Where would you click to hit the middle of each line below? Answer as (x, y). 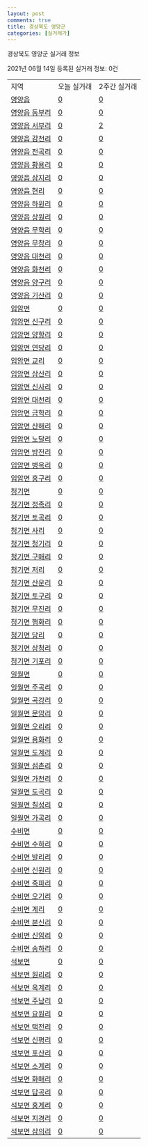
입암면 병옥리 (31, 465)
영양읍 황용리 (31, 165)
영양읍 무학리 (31, 231)
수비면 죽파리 (31, 883)
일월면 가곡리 (31, 818)
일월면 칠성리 (31, 805)
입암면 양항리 (31, 335)
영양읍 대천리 (31, 256)
